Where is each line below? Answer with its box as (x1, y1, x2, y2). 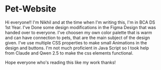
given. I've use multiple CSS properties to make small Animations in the (5, 40, 147, 45)
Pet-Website (5, 3, 57, 14)
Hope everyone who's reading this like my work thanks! (5, 59, 116, 65)
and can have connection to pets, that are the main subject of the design (5, 35, 150, 41)
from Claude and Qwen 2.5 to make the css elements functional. (5, 50, 133, 56)
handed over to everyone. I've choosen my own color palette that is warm (5, 29, 152, 35)
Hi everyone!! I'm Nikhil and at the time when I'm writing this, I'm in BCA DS (5, 19, 155, 25)
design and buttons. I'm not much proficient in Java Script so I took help (5, 45, 149, 51)
